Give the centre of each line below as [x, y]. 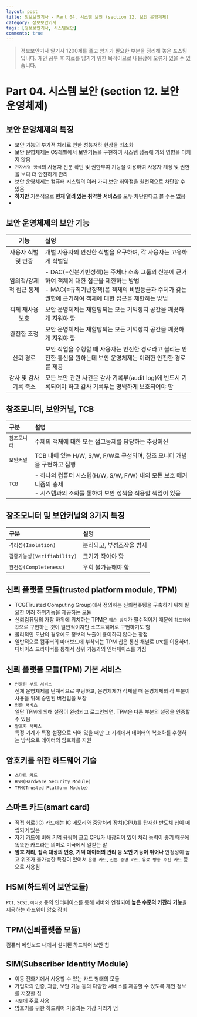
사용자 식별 [24, 252]
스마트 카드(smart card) [48, 808]
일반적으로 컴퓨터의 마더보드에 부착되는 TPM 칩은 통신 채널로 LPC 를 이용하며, [102, 642]
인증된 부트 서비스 [33, 684]
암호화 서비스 [28, 726]
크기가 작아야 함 [103, 556]
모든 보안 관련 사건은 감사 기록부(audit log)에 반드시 [113, 378]
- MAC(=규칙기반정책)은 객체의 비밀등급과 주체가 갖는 [116, 290]
